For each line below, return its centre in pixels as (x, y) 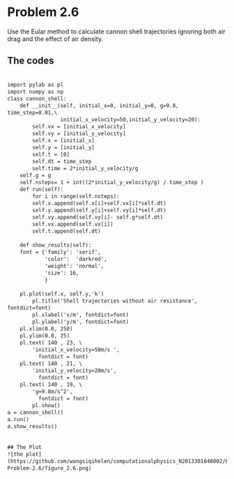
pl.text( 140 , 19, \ (51, 384)
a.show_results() (32, 426)
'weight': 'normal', (74, 266)
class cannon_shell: (37, 98)
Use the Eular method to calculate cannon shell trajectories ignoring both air (117, 31)
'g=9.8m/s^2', (53, 391)
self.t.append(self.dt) (67, 231)
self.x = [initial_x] (64, 140)
